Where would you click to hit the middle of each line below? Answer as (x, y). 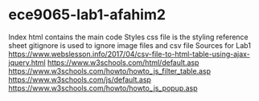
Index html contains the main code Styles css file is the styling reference (129, 37)
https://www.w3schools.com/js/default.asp (80, 79)
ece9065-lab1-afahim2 (87, 15)
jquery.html (27, 63)
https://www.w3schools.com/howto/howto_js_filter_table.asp (110, 71)
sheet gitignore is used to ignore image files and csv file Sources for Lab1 (130, 45)
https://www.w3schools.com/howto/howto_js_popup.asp (103, 88)
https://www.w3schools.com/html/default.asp (123, 63)
